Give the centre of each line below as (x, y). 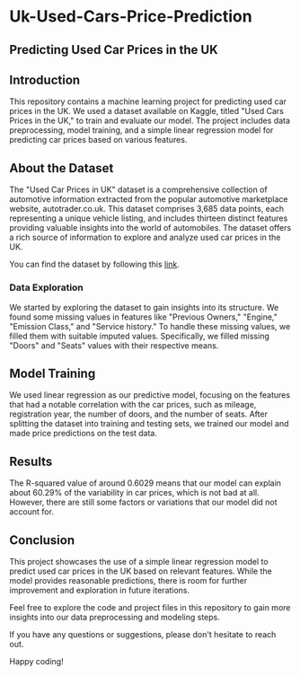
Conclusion (42, 540)
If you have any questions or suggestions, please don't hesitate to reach (143, 634)
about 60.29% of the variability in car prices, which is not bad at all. (134, 493)
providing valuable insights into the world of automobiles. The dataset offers (150, 228)
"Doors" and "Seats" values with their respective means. (114, 345)
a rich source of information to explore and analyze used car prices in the (145, 237)
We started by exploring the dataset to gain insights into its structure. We (144, 307)
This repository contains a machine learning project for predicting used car (148, 101)
